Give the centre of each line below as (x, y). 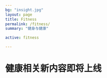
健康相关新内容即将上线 (53, 69)
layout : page (19, 15)
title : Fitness (21, 19)
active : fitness (22, 38)
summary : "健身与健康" (27, 29)
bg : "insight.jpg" (24, 10)
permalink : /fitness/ (28, 24)
